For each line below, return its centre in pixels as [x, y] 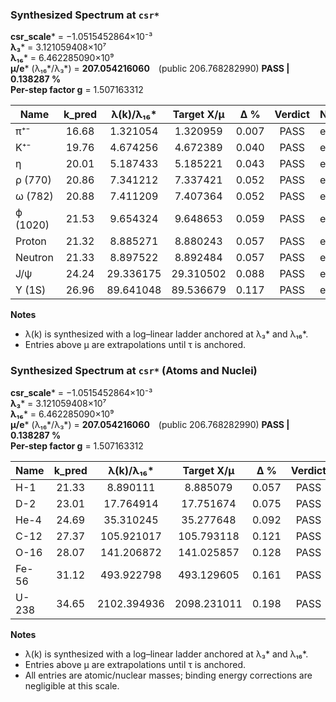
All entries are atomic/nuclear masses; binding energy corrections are [168, 675]
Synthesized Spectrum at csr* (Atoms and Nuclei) [134, 371]
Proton [31, 241]
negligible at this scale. [72, 685]
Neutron [34, 258]
